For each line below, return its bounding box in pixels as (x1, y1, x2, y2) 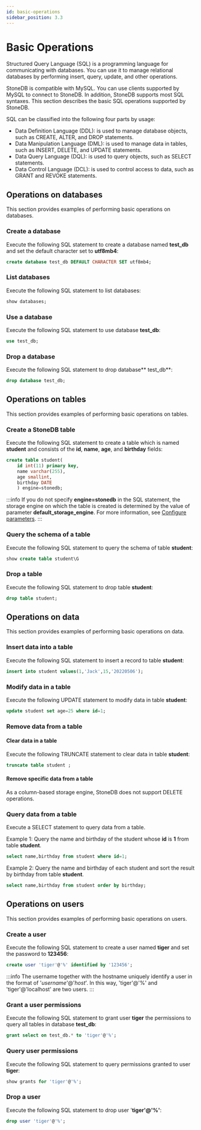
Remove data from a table (6, 722, 83, 730)
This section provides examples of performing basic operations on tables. (6, 410, 189, 418)
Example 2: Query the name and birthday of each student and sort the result (6, 864, 195, 871)
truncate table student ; (6, 762, 71, 768)
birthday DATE (17, 480, 52, 486)
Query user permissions (6, 1047, 79, 1055)
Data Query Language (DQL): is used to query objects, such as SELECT (14, 153, 192, 160)
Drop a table (6, 570, 43, 579)
